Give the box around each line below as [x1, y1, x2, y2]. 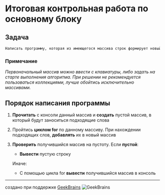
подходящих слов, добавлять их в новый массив [12, 131, 116, 138]
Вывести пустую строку [19, 151, 71, 157]
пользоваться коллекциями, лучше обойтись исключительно [5, 79, 134, 85]
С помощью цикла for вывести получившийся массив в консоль [19, 170, 156, 176]
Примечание [5, 58, 38, 65]
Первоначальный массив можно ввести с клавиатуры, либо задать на [5, 69, 156, 75]
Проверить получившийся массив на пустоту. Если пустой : [12, 141, 139, 147]
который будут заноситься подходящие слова [12, 117, 110, 123]
